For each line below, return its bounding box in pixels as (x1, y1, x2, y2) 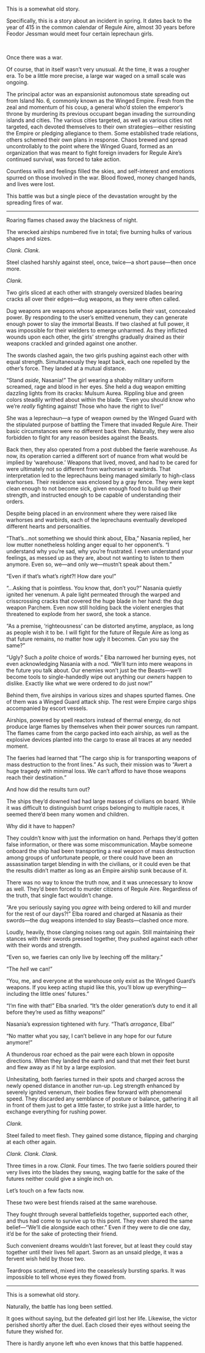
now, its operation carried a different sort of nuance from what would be (6, 453, 188, 459)
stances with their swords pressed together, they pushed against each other (6, 935, 198, 942)
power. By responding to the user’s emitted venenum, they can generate (6, 314, 188, 321)
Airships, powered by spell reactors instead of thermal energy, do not (6, 717, 181, 723)
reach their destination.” (6, 774, 67, 781)
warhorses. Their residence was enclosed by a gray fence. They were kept (6, 478, 195, 486)
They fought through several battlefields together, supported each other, (6, 1211, 189, 1218)
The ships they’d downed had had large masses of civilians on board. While (6, 797, 196, 805)
